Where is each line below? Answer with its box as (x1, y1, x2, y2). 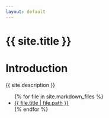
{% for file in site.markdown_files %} (14, 93, 104, 100)
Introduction (5, 62, 68, 75)
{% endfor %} (14, 105, 49, 113)
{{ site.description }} (5, 81, 56, 88)
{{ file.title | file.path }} (14, 99, 69, 106)
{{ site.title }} (5, 34, 72, 48)
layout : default (5, 8, 46, 15)
